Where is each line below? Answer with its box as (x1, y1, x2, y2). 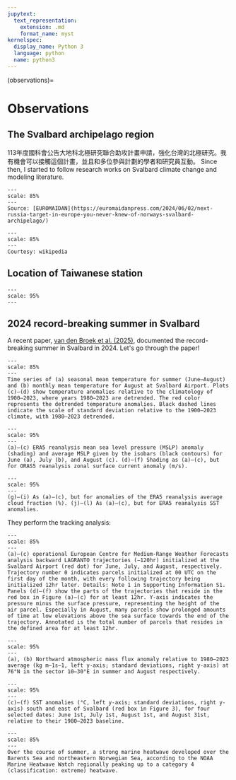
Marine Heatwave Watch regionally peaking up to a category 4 (7, 761, 194, 768)
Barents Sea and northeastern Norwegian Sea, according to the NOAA (7, 755, 213, 762)
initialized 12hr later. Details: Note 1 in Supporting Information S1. (7, 581, 226, 589)
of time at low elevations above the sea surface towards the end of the (7, 612, 230, 619)
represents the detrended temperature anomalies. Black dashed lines (7, 401, 217, 408)
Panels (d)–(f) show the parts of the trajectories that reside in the (7, 588, 223, 595)
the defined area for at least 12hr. (7, 625, 119, 632)
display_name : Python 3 (13, 43, 83, 50)
